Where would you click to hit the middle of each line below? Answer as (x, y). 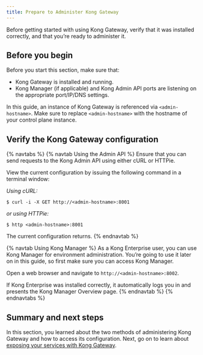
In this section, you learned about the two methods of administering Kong (99, 332)
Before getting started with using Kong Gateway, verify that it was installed (100, 29)
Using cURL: (22, 191)
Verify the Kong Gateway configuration (83, 139)
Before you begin (40, 56)
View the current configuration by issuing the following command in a (94, 173)
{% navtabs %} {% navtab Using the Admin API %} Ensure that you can (96, 154)
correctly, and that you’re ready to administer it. (66, 36)
